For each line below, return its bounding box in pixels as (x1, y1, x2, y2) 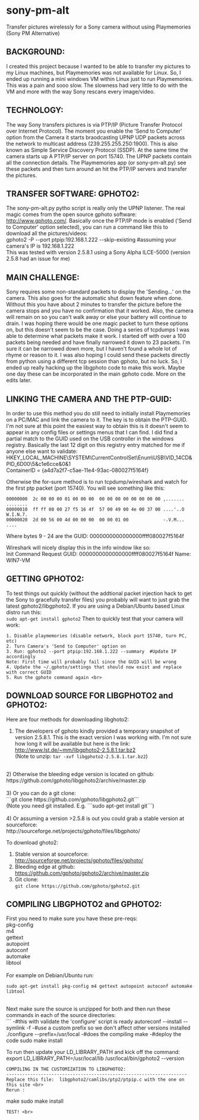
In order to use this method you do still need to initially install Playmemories (6, 410, 191, 417)
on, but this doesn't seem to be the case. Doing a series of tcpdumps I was (6, 326, 190, 333)
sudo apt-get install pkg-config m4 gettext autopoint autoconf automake (6, 983, 193, 990)
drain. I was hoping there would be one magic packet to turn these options (6, 320, 188, 327)
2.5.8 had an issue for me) (6, 255, 70, 262)
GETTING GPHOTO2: (6, 574, 84, 584)
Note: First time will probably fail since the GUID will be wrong (6, 659, 177, 665)
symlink (6, 1024, 26, 1031)
